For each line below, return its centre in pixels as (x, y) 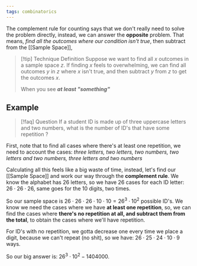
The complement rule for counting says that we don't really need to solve (96, 28)
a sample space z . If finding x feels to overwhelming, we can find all (103, 65)
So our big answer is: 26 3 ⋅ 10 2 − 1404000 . (58, 256)
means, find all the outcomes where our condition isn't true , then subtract (96, 41)
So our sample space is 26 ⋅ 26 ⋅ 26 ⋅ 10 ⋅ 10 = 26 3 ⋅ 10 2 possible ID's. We (95, 200)
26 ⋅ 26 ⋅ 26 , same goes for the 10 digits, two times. (68, 189)
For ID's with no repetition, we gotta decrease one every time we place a (95, 232)
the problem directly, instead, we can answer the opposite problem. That (95, 35)
